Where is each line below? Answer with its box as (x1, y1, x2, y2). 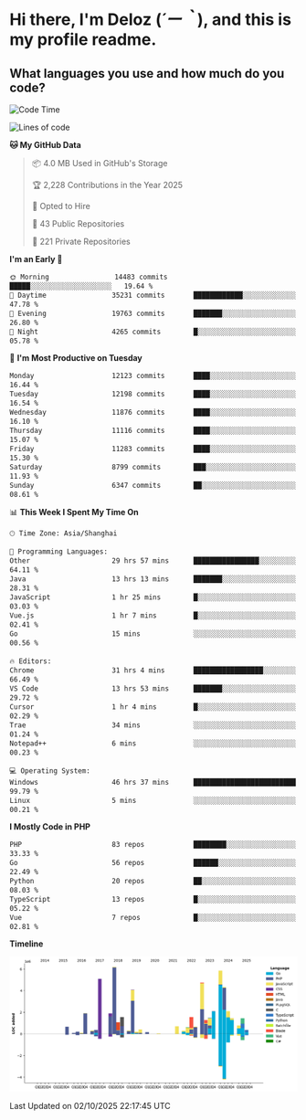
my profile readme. (9, 29, 157, 50)
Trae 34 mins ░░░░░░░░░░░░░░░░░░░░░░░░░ (9, 721, 297, 730)
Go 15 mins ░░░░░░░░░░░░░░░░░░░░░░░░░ (9, 629, 297, 639)
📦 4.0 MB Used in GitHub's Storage (31, 158, 168, 168)
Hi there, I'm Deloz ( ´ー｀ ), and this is (9, 9, 292, 30)
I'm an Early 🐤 (9, 254, 63, 264)
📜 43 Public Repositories (31, 218, 125, 229)
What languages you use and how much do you (9, 66, 285, 81)
